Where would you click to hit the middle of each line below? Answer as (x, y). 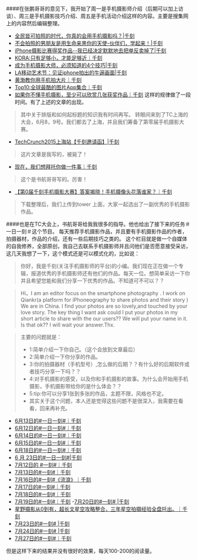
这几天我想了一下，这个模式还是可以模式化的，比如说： (73, 254)
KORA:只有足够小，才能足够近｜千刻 (58, 58)
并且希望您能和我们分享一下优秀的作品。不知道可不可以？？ (92, 281)
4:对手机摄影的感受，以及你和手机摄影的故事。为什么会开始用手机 (109, 379)
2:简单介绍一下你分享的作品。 (65, 357)
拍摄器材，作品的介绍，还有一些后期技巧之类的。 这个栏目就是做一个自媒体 (97, 239)
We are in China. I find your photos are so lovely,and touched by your (104, 306)
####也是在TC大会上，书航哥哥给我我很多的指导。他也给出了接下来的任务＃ (98, 224)
